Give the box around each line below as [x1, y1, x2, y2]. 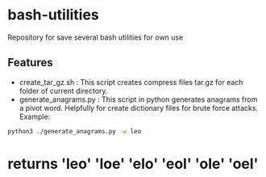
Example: [19, 112, 51, 121]
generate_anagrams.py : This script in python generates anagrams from [19, 95, 258, 104]
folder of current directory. [19, 86, 108, 95]
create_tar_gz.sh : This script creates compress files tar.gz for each [19, 77, 243, 86]
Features [7, 56, 53, 70]
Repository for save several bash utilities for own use [7, 32, 184, 42]
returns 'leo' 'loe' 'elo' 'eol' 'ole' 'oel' [7, 154, 259, 173]
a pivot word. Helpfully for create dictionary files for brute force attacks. [19, 103, 259, 112]
